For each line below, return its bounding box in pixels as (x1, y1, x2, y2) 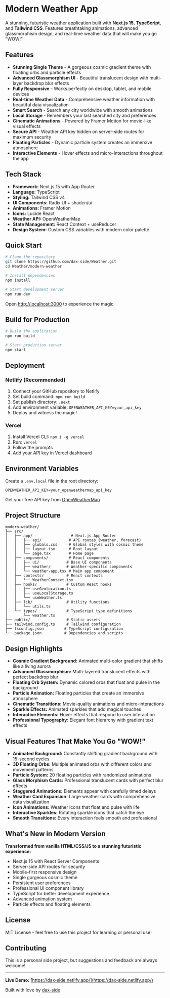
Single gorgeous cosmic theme (12, 874, 78, 880)
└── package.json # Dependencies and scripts (5, 631, 123, 636)
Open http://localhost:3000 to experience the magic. (5, 300, 115, 307)
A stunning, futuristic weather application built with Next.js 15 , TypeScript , (5, 20, 161, 26)
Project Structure (5, 511, 61, 519)
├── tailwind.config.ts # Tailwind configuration (5, 622, 121, 627)
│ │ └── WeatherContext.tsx (5, 578, 73, 583)
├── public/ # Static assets (5, 618, 101, 623)
